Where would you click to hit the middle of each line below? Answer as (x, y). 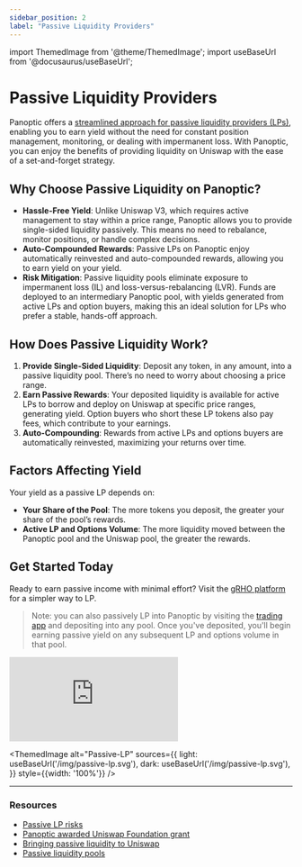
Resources (33, 805)
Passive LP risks (53, 824)
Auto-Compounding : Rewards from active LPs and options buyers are (153, 433)
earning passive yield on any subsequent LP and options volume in (155, 635)
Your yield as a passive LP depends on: (82, 492)
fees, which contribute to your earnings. (96, 423)
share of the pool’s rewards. (74, 519)
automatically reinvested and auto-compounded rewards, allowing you (153, 258)
